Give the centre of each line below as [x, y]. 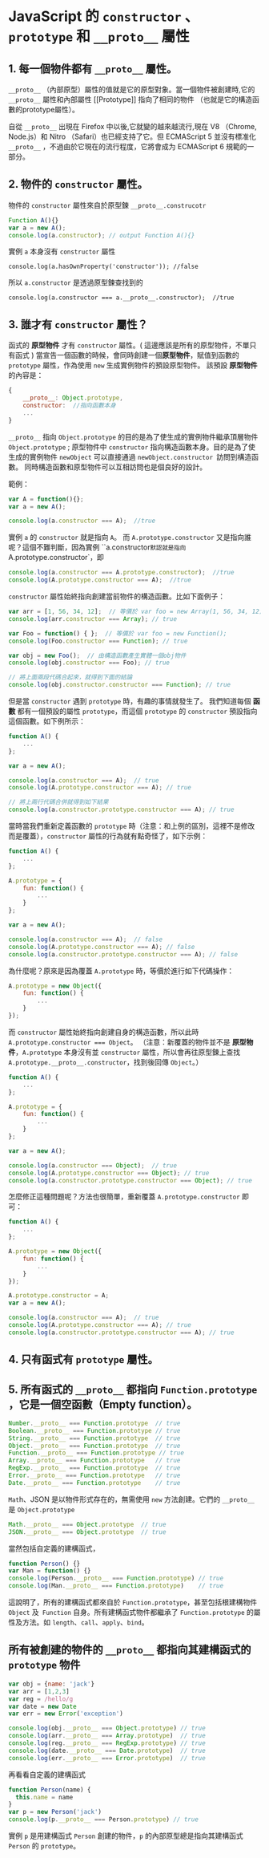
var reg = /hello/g [41, 1699]
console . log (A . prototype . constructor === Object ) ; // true [109, 1173]
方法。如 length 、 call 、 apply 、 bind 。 [85, 1622]
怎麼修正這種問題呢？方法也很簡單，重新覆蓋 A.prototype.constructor [124, 1197]
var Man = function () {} [50, 1571]
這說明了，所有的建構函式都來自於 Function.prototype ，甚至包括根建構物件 [133, 1602]
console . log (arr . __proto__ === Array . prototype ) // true [107, 1736]
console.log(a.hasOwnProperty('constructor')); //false [103, 267]
